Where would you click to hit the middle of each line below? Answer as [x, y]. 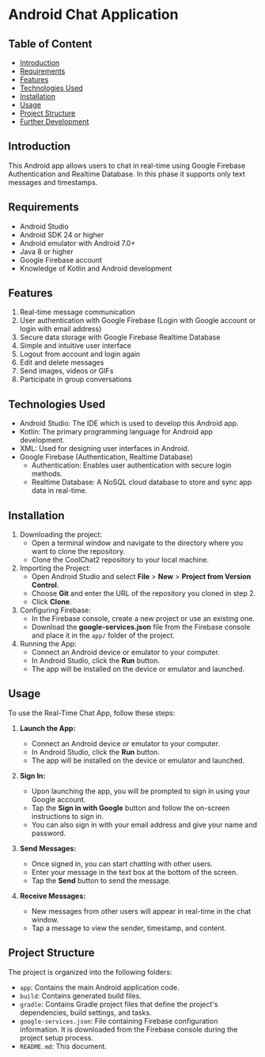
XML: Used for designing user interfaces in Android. [104, 449]
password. [49, 833]
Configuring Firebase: [55, 610]
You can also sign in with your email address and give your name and [144, 824]
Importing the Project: [55, 568]
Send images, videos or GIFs [66, 371]
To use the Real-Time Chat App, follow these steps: [92, 713]
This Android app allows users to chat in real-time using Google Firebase [127, 165]
